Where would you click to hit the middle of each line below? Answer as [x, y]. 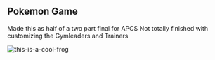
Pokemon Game [43, 12]
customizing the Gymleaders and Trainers [68, 36]
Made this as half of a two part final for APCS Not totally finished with [108, 28]
